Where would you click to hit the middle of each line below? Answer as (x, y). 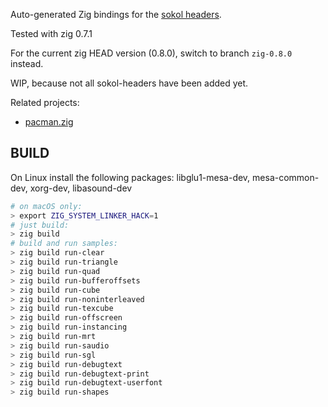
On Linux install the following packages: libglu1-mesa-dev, (130, 177)
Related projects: (45, 102)
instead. (27, 63)
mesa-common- (286, 177)
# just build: (40, 225)
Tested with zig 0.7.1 (51, 33)
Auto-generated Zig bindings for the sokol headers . (116, 14)
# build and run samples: (64, 244)
